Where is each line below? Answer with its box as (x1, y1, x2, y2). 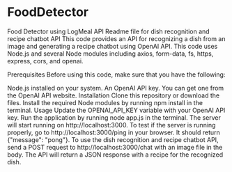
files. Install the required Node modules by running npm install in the (7, 98, 203, 107)
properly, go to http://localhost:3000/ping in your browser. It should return (7, 128, 221, 136)
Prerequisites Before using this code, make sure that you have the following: (7, 70, 226, 79)
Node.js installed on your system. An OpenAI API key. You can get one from (7, 84, 224, 92)
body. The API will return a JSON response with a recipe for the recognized (7, 150, 224, 159)
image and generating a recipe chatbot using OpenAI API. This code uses (7, 42, 218, 50)
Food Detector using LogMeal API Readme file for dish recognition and (7, 27, 210, 36)
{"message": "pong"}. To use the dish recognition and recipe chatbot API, (7, 135, 219, 143)
